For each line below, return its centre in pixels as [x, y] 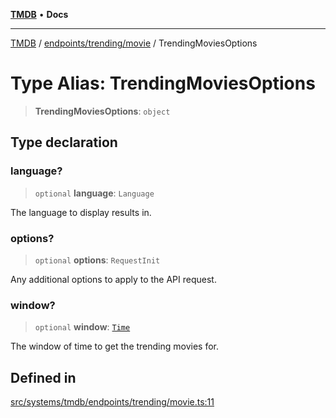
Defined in [43, 377]
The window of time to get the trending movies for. [115, 346]
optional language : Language [94, 193]
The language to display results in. [81, 212]
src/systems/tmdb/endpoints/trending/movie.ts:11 [112, 402]
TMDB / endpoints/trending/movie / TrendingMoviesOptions [134, 43]
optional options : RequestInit [97, 260]
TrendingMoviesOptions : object [102, 111]
